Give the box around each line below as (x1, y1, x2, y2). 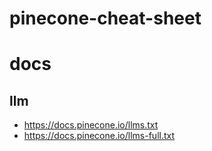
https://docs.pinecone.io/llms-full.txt (23, 130, 176, 142)
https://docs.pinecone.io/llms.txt (23, 119, 159, 131)
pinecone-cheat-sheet (9, 7, 202, 30)
